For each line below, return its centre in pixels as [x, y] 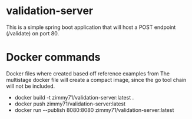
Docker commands [53, 57]
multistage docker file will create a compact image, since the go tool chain [96, 80]
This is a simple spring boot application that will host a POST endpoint [91, 27]
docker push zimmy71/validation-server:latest [70, 104]
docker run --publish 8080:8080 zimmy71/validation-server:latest [94, 110]
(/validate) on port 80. [33, 33]
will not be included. [31, 86]
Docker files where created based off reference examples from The [88, 73]
